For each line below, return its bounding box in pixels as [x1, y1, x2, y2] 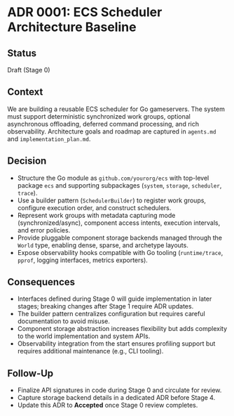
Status [7, 47, 37, 59]
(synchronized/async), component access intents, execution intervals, [17, 219, 221, 227]
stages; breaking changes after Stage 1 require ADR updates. [17, 302, 194, 311]
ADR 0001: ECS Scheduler [7, 4, 163, 20]
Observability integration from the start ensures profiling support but [17, 339, 216, 348]
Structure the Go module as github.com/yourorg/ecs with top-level [17, 174, 209, 182]
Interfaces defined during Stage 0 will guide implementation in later [17, 294, 212, 303]
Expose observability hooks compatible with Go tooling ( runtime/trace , [17, 248, 223, 256]
